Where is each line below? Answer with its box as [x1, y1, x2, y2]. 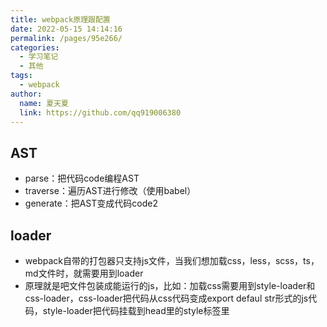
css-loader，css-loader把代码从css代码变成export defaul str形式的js [24, 292, 309, 304]
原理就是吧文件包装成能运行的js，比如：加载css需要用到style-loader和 [24, 280, 316, 291]
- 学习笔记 [19, 52, 59, 62]
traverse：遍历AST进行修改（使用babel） [24, 185, 197, 197]
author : [10, 89, 43, 99]
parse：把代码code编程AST [24, 172, 140, 185]
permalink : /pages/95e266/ [10, 33, 123, 43]
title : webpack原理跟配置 [10, 14, 111, 25]
